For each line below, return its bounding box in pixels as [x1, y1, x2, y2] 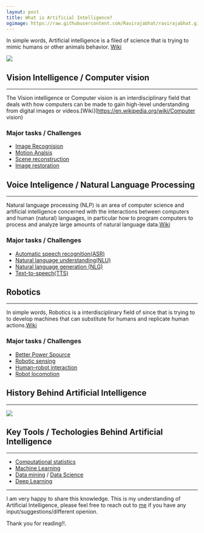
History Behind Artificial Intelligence [6, 388, 147, 399]
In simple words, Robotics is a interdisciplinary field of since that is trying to [6, 308, 195, 316]
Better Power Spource [15, 350, 71, 358]
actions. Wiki [6, 322, 38, 329]
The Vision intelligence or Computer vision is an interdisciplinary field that [6, 94, 191, 102]
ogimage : [6, 20, 29, 26]
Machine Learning [15, 465, 61, 472]
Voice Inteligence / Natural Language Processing [6, 179, 195, 190]
